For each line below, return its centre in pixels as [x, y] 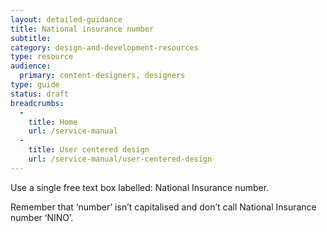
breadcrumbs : [37, 103]
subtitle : [31, 38]
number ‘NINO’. [42, 217]
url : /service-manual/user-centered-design [120, 159]
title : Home [53, 122]
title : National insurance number [82, 29]
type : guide [35, 85]
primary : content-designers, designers [102, 76]
